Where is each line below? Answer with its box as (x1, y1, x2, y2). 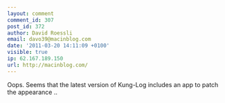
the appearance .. (7, 88, 57, 96)
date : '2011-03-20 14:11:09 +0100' (7, 42, 110, 49)
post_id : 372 (7, 23, 45, 30)
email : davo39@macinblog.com (7, 36, 91, 43)
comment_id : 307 (7, 17, 54, 24)
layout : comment (7, 10, 54, 17)
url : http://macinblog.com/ (7, 62, 89, 68)
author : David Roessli (7, 29, 73, 37)
